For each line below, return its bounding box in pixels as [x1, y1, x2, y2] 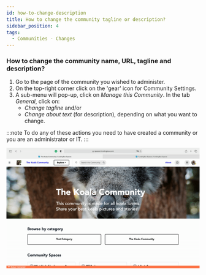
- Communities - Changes [12, 36, 75, 42]
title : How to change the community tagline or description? [6, 16, 166, 23]
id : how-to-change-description [6, 10, 86, 16]
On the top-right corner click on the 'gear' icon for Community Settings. [15, 85, 197, 92]
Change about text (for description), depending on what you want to [24, 111, 197, 118]
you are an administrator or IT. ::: [6, 135, 89, 143]
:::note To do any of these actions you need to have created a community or [6, 129, 198, 137]
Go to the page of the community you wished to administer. [15, 78, 166, 86]
